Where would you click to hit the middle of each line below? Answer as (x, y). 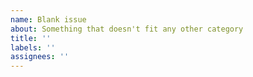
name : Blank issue (48, 19)
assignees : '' (40, 57)
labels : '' (33, 47)
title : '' (31, 38)
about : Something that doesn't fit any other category (127, 29)
